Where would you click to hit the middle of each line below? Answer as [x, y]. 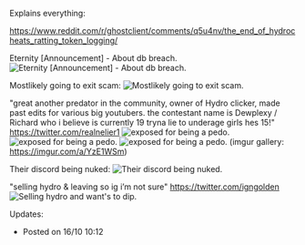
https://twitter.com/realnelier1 [65, 132]
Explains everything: [48, 13]
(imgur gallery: [257, 142]
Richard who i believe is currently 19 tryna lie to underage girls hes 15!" [142, 122]
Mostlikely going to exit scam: [65, 85]
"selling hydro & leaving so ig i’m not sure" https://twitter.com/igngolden [145, 187]
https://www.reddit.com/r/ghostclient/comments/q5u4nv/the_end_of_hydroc [152, 31]
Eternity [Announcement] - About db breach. [93, 58]
